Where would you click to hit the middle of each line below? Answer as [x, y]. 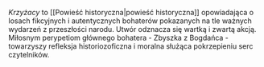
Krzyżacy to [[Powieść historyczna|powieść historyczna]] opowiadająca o [131, 12]
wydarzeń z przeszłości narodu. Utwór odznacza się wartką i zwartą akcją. [132, 29]
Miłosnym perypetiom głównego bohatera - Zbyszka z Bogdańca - [119, 37]
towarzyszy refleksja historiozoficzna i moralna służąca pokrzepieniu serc [131, 46]
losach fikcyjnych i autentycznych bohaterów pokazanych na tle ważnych [130, 21]
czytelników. [29, 55]
